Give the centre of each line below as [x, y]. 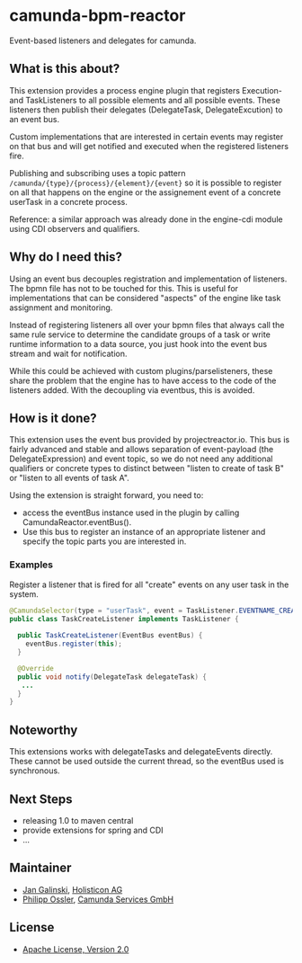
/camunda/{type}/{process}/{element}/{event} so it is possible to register [146, 183]
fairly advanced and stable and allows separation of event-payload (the [142, 450]
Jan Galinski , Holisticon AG [72, 889]
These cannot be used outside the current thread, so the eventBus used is [147, 762]
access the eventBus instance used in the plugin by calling [131, 513]
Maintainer [40, 868]
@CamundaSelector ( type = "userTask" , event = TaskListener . [124, 611]
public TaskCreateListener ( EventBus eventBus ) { [110, 636]
